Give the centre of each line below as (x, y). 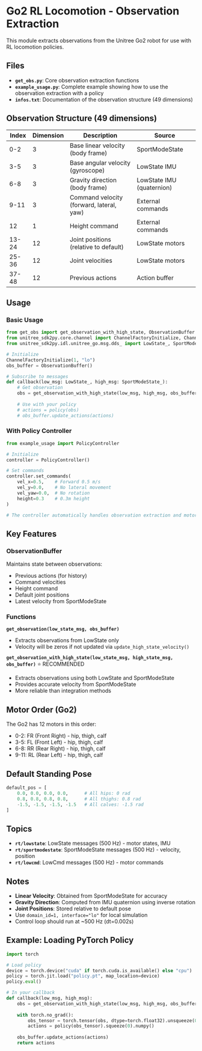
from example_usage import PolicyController (63, 443)
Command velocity (96, 197)
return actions (36, 1043)
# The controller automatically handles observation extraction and (94, 515)
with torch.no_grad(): (45, 1015)
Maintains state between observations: (54, 564)
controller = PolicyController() (48, 460)
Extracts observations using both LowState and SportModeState (94, 678)
